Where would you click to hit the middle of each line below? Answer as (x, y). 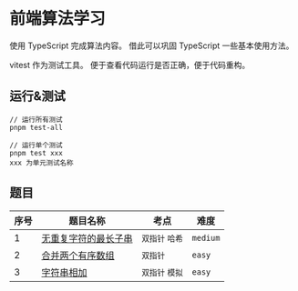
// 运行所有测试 (36, 119)
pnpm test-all (36, 127)
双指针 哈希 (163, 238)
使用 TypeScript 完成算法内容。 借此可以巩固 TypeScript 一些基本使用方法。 (152, 45)
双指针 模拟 (163, 272)
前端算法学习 (58, 19)
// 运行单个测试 (36, 145)
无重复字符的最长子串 (87, 238)
